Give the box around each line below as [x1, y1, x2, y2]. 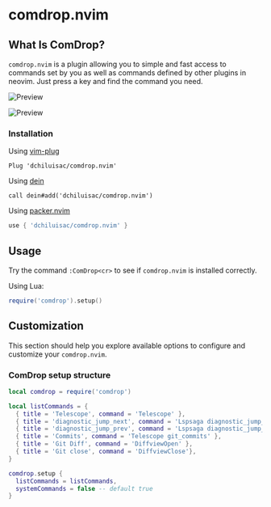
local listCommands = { [8, 402, 89, 410]
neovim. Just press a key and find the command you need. [8, 77, 203, 86]
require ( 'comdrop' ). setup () [8, 297, 103, 305]
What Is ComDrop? [8, 38, 105, 52]
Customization [8, 319, 85, 333]
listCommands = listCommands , [15, 477, 117, 485]
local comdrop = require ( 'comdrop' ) [8, 387, 131, 395]
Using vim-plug [8, 146, 60, 156]
